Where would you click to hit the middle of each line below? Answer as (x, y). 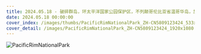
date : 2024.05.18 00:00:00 (40, 17)
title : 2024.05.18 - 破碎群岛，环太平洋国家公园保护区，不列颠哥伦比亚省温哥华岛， (100, 12)
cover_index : (22, 23)
